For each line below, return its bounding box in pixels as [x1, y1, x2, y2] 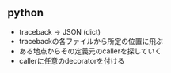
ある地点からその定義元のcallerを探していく [18, 46, 162, 56]
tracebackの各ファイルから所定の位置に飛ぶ [18, 36, 163, 46]
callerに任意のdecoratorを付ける [18, 56, 125, 65]
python [7, 6, 44, 20]
